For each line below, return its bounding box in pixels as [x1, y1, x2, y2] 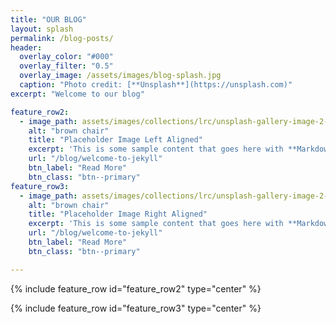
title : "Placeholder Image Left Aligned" [28, 135, 203, 145]
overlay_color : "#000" [19, 52, 114, 62]
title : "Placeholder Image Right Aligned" [28, 209, 208, 220]
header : [10, 42, 43, 53]
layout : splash [10, 24, 74, 34]
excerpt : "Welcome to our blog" [10, 89, 145, 99]
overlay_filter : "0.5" [19, 61, 114, 71]
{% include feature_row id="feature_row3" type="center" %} [10, 302, 262, 314]
